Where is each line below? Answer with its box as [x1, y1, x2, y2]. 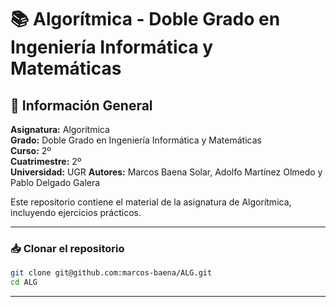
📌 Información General [10, 97, 153, 114]
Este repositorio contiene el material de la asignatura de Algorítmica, [10, 196, 292, 208]
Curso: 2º [10, 145, 52, 156]
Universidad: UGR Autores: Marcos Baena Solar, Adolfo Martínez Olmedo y [10, 166, 323, 178]
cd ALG [10, 277, 38, 288]
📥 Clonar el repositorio [10, 241, 125, 255]
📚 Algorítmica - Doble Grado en [10, 8, 281, 31]
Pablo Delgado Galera [10, 177, 101, 188]
